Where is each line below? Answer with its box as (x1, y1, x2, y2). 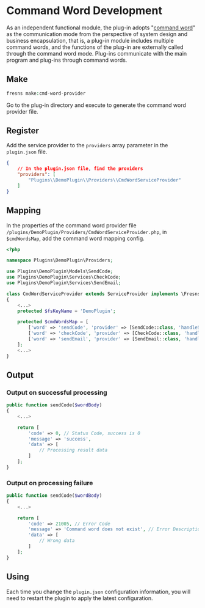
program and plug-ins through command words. (6, 56, 128, 64)
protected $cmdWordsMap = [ (17, 319, 88, 325)
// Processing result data (38, 447, 108, 453)
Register (6, 126, 40, 136)
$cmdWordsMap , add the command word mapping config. (6, 235, 145, 242)
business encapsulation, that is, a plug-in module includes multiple (6, 37, 174, 44)
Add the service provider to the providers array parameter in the (6, 142, 168, 149)
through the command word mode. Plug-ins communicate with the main (6, 49, 187, 57)
